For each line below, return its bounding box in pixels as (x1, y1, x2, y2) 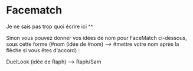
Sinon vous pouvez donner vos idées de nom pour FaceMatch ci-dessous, (6, 34, 187, 41)
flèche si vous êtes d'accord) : (6, 46, 80, 53)
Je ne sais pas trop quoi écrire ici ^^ (6, 23, 93, 30)
